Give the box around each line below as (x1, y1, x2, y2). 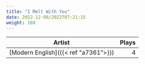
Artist (53, 39, 70, 47)
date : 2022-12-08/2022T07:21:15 (6, 14, 86, 20)
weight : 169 (6, 20, 36, 25)
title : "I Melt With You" (6, 8, 70, 15)
